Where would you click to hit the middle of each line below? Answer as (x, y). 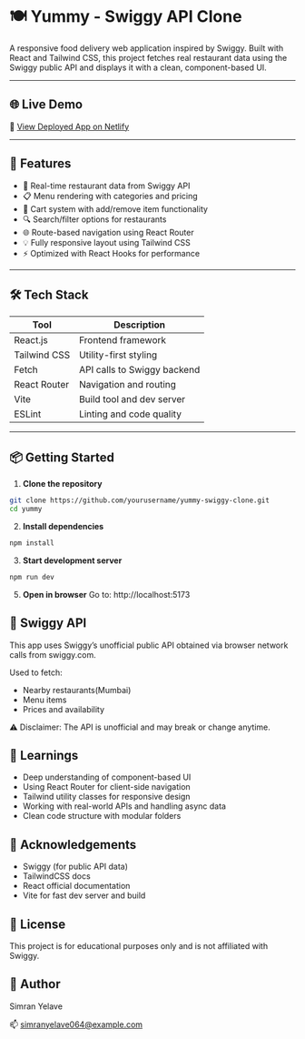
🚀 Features (40, 164)
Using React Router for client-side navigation (106, 787)
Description (139, 325)
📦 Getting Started (62, 457)
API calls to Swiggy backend (139, 370)
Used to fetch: (36, 672)
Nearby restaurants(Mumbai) (77, 690)
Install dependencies (63, 526)
